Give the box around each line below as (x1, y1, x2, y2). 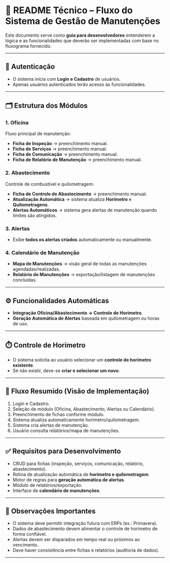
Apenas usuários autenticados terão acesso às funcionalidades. (12, 81, 146, 87)
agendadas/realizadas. (12, 266, 61, 272)
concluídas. (12, 277, 37, 283)
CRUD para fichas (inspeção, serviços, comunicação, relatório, (12, 460, 144, 467)
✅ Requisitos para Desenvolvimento (5, 447, 121, 456)
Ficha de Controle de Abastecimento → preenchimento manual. (12, 190, 148, 197)
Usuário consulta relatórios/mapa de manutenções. (12, 427, 120, 434)
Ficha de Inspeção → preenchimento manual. (12, 141, 108, 147)
